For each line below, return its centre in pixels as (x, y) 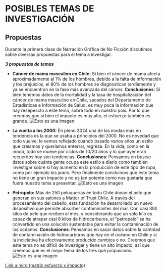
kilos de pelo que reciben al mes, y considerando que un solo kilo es (82, 214)
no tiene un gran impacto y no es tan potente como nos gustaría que (82, 178)
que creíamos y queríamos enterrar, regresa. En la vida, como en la (81, 146)
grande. (20, 121)
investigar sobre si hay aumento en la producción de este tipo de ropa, (84, 167)
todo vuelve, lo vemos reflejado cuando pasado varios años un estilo (83, 141)
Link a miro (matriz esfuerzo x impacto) (45, 265)
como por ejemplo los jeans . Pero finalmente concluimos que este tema (85, 173)
